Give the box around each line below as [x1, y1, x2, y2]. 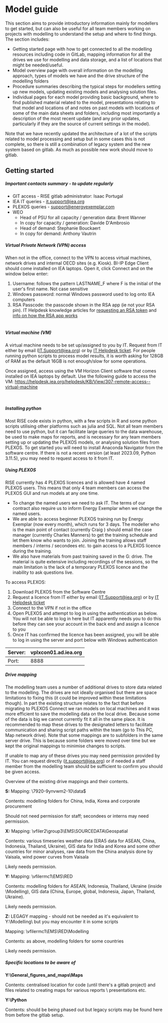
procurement [5, 803, 32, 809]
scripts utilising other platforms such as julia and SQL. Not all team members [5, 423, 163, 430]
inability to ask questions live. [12, 569, 74, 575]
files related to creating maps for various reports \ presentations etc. [5, 987, 146, 993]
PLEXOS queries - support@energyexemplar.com [12, 204, 115, 210]
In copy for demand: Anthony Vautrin [20, 230, 96, 237]
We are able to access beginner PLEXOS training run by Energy [12, 516, 143, 522]
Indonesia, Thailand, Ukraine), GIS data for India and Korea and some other [5, 843, 160, 849]
